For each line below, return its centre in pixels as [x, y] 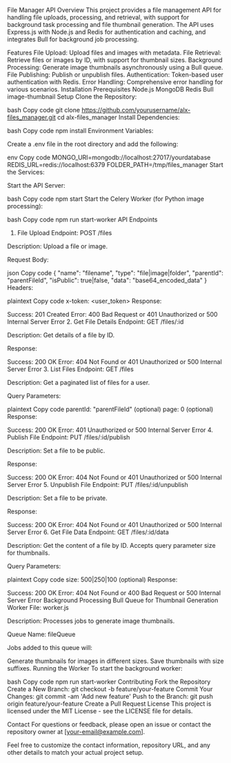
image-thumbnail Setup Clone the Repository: [72, 97]
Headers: [20, 288]
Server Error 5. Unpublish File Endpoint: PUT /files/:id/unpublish [98, 485]
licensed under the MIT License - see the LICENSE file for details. [100, 711]
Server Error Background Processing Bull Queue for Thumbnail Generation [113, 600]
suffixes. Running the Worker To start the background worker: [95, 668]
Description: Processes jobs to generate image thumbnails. [91, 621]
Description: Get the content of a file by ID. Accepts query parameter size [111, 545]
